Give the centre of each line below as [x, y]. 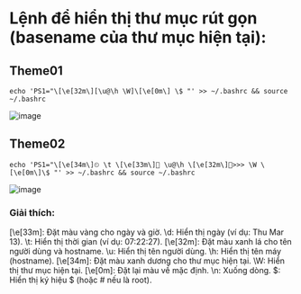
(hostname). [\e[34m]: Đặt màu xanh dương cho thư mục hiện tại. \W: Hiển [147, 261]
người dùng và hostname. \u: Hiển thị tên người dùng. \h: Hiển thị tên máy [146, 252]
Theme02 [37, 144]
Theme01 [36, 71]
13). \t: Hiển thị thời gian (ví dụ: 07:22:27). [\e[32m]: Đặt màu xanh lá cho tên [151, 242]
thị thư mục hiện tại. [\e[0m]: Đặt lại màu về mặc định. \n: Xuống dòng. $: [145, 271]
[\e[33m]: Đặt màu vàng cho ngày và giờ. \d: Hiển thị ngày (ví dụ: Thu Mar [147, 232]
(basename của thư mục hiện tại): [138, 37]
